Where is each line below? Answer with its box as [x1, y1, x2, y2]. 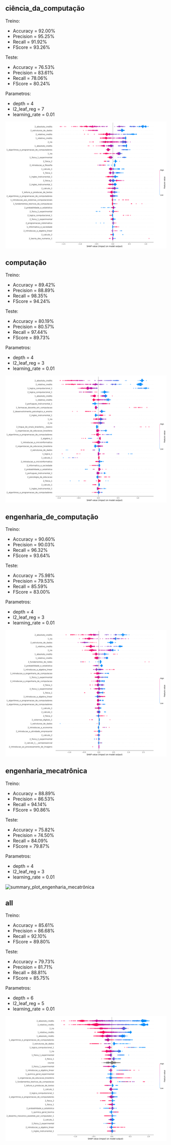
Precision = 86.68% [12, 928, 55, 934]
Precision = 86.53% [12, 796, 55, 802]
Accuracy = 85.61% [12, 922, 54, 928]
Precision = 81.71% [12, 964, 53, 970]
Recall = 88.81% [12, 970, 47, 976]
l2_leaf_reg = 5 [12, 1000, 45, 1007]
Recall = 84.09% [12, 837, 48, 844]
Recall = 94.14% [12, 801, 47, 807]
